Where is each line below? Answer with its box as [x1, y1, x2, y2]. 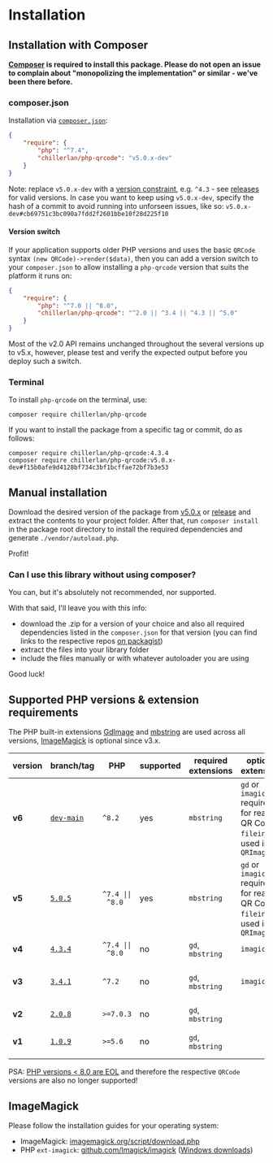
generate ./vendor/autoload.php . [8, 533, 119, 543]
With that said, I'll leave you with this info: [8, 603, 148, 613]
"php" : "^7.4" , [37, 146, 89, 155]
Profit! [8, 549, 29, 558]
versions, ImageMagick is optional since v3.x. [8, 736, 161, 745]
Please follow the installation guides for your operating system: [8, 1121, 219, 1130]
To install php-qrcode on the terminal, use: [8, 395, 148, 405]
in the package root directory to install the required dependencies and [8, 524, 243, 534]
